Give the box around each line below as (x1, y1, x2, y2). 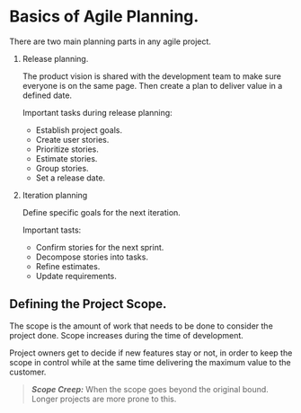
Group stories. (35, 163, 89, 173)
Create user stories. (35, 134, 110, 145)
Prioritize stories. (35, 144, 99, 154)
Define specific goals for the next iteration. (22, 206, 181, 217)
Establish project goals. (35, 124, 123, 136)
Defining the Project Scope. (9, 296, 167, 312)
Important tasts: (22, 224, 82, 235)
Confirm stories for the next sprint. (35, 242, 164, 252)
